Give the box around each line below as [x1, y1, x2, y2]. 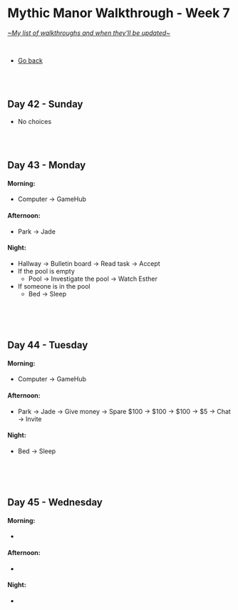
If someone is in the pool [17, 281, 90, 290]
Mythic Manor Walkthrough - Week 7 [7, 5, 230, 21]
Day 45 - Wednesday [7, 497, 103, 509]
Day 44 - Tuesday [7, 339, 88, 351]
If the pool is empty [17, 267, 75, 275]
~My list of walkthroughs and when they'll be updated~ [7, 29, 171, 37]
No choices [17, 117, 52, 125]
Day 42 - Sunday [7, 98, 83, 110]
